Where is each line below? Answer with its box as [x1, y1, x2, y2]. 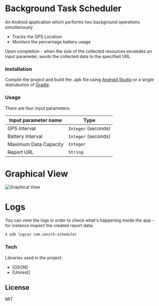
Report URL [7, 149, 34, 155]
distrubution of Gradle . [5, 82, 51, 88]
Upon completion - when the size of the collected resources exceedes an [5, 48, 152, 54]
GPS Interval [7, 125, 36, 132]
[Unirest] [12, 269, 30, 275]
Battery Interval [7, 133, 43, 139]
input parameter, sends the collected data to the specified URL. [5, 53, 132, 59]
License [5, 283, 30, 291]
